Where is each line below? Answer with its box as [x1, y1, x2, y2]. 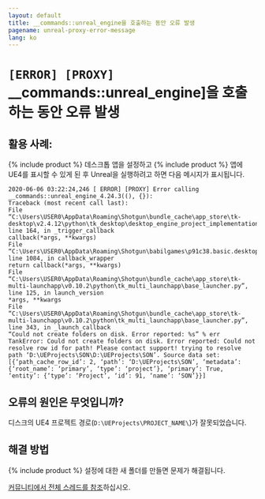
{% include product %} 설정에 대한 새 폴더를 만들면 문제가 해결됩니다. [8, 465, 226, 475]
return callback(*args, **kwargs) [8, 261, 122, 269]
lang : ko [8, 33, 37, 42]
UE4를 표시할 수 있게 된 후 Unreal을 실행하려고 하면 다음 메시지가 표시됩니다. [8, 170, 245, 179]
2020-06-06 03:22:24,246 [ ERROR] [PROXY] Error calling [8, 186, 200, 193]
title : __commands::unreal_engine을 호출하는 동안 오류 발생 [8, 19, 196, 27]
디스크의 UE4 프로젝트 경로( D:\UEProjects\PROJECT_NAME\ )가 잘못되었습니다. [8, 418, 247, 427]
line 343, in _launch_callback [8, 324, 111, 332]
